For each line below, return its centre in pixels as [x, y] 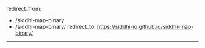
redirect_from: [24, 9]
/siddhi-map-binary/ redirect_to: [55, 27]
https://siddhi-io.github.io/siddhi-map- [145, 27]
